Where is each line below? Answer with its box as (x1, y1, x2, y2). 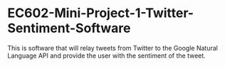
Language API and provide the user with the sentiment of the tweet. (7, 51, 206, 60)
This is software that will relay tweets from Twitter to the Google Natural (7, 43, 219, 52)
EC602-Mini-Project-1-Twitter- (7, 5, 194, 21)
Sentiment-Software (7, 20, 131, 36)
